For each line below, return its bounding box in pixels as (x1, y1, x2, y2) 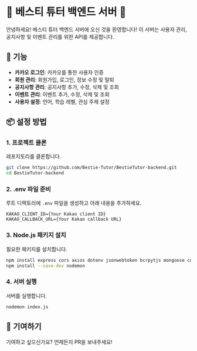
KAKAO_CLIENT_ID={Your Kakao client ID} (6, 211, 107, 217)
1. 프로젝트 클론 (6, 139, 47, 147)
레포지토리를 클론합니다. (6, 153, 62, 160)
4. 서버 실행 (6, 278, 37, 286)
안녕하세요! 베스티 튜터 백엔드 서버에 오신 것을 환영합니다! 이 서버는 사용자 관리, (6, 26, 188, 33)
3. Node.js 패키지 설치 (6, 231, 66, 239)
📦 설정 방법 (6, 117, 47, 127)
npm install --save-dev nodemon (6, 262, 85, 269)
